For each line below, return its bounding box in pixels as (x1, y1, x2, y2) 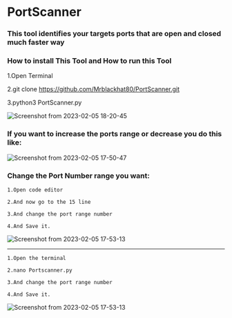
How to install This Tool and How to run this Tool (7, 56, 172, 66)
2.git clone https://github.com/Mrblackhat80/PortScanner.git (7, 85, 180, 93)
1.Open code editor (7, 187, 64, 194)
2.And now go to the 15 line (7, 198, 91, 205)
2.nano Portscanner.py (7, 267, 72, 274)
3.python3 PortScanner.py (7, 98, 82, 107)
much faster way (7, 37, 65, 47)
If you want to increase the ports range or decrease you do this (7, 129, 222, 139)
